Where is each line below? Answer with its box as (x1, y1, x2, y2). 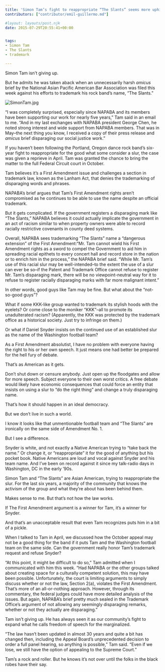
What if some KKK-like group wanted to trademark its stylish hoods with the (5, 301, 158, 307)
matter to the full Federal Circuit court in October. (5, 160, 105, 166)
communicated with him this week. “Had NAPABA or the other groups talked (5, 565, 160, 571)
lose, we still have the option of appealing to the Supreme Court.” (5, 646, 137, 652)
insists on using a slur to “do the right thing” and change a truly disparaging (5, 386, 158, 392)
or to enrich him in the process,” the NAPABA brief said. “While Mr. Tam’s (5, 256, 153, 262)
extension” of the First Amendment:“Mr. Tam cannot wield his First (5, 240, 139, 246)
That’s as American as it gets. (5, 361, 65, 367)
